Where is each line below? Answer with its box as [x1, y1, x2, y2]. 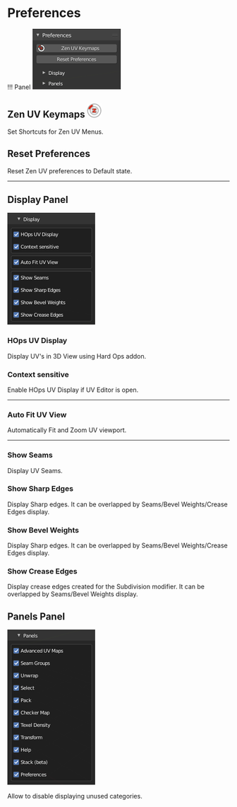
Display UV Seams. [7, 466, 63, 475]
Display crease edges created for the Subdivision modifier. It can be [7, 582, 205, 591]
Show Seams [7, 451, 53, 460]
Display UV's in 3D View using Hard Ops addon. [7, 352, 147, 360]
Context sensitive [7, 369, 69, 379]
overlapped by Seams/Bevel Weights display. [7, 590, 139, 598]
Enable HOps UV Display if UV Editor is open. [7, 385, 139, 394]
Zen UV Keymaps [7, 108, 85, 121]
